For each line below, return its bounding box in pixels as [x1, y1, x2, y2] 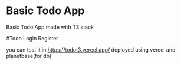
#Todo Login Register [6, 35, 58, 42]
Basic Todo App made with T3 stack [6, 23, 94, 30]
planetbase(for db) [6, 52, 52, 59]
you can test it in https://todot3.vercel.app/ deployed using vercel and [6, 46, 176, 53]
